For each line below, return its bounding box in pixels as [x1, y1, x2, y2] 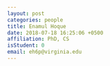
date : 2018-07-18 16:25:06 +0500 [7, 29, 104, 36]
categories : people [7, 16, 64, 23]
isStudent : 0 [7, 42, 45, 49]
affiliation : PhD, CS [7, 36, 70, 43]
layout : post [7, 10, 45, 17]
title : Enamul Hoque [7, 23, 67, 30]
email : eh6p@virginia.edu [7, 49, 82, 56]
